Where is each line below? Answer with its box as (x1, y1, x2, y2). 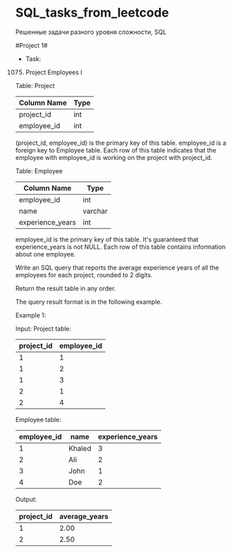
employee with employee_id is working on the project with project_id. (15, 153, 213, 161)
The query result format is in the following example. (15, 297, 162, 306)
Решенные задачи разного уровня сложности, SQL (15, 28, 167, 36)
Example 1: (15, 310, 46, 319)
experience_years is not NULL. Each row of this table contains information (15, 243, 226, 251)
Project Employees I (25, 68, 83, 76)
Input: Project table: (15, 324, 72, 333)
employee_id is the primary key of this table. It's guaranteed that (15, 235, 199, 243)
